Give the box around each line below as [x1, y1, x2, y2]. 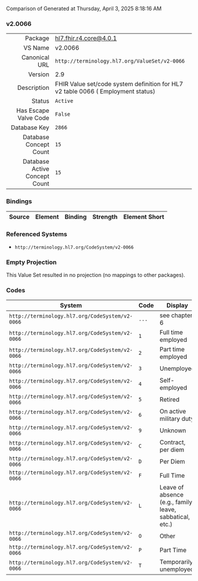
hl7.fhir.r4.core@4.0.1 [55, 34, 117, 43]
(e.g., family [159, 498, 193, 507]
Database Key [11, 123, 49, 132]
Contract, [159, 438, 186, 446]
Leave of [159, 484, 184, 492]
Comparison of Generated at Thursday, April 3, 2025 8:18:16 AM [6, 5, 162, 12]
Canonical [21, 53, 49, 61]
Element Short [123, 213, 164, 221]
